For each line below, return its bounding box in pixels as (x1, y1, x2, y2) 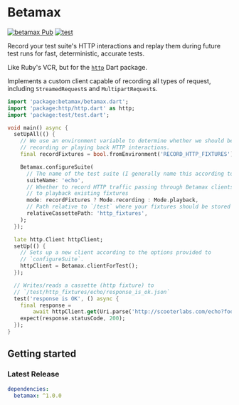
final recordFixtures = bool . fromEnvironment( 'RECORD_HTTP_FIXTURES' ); (20, 151, 237, 158)
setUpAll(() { (14, 131, 55, 138)
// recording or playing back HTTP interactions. (20, 144, 171, 152)
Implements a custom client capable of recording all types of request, (7, 76, 211, 85)
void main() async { (7, 124, 69, 132)
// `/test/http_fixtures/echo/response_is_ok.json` (14, 288, 171, 295)
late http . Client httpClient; (14, 236, 103, 243)
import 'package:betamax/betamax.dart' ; (7, 98, 129, 105)
